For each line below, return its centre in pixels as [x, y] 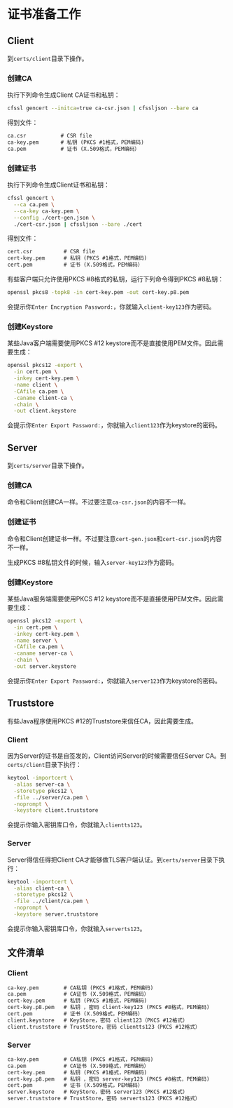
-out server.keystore [45, 667]
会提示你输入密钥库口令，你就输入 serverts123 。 [77, 928]
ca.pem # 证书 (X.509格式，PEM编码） [73, 149]
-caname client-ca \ [43, 398]
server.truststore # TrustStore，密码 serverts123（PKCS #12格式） [104, 1099]
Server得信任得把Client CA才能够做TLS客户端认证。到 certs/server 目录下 [113, 860]
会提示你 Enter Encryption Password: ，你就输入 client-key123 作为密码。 [111, 307]
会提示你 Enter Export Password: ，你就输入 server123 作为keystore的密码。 [114, 681]
